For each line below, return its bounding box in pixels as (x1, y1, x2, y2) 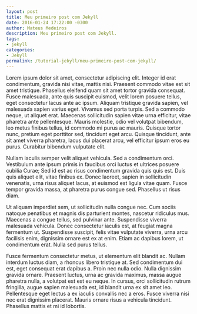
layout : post (6, 8, 38, 15)
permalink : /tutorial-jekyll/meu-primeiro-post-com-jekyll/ (6, 58, 157, 64)
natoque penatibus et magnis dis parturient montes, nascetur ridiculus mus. (6, 210, 189, 217)
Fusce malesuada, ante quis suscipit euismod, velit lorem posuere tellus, (6, 92, 182, 100)
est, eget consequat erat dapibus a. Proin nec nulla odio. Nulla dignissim (6, 265, 181, 272)
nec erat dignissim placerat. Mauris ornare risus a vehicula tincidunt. (6, 296, 172, 303)
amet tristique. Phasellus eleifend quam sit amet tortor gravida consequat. (6, 87, 185, 94)
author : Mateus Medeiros (6, 25, 67, 31)
